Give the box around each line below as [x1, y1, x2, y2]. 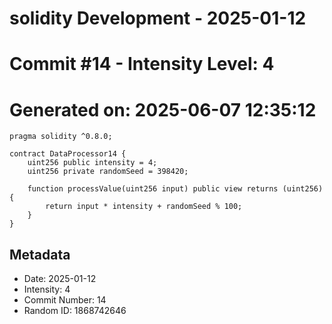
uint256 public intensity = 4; [27, 158, 158, 168]
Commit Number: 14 [23, 294, 107, 306]
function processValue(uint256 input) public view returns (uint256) [27, 184, 324, 194]
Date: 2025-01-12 [23, 273, 97, 285]
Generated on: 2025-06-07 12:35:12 [9, 98, 317, 121]
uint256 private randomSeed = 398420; [27, 167, 189, 177]
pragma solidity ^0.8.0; [9, 132, 113, 142]
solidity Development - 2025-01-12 [9, 7, 307, 30]
